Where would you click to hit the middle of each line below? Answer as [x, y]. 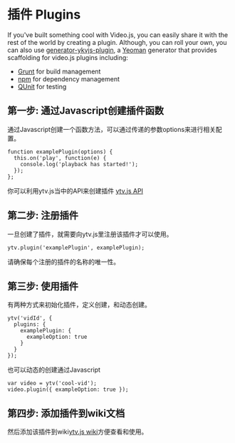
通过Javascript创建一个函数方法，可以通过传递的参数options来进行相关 [111, 129]
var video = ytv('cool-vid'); [52, 383]
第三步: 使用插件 [43, 286]
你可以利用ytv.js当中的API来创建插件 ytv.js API [75, 190]
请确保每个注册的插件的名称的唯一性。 [63, 262]
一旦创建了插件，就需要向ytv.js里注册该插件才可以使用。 [90, 234]
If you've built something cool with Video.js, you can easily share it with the [118, 35]
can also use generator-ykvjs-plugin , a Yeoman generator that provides [112, 50]
